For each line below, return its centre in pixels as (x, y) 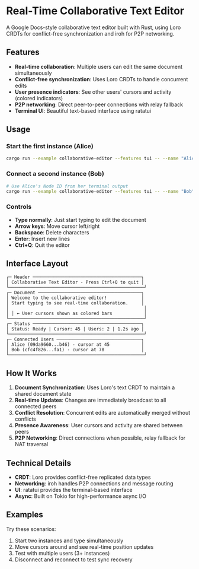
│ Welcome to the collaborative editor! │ (75, 298)
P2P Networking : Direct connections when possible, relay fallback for (100, 438)
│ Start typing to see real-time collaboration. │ (75, 303)
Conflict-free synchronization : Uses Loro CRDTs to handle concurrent (101, 79)
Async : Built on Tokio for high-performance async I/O (81, 496)
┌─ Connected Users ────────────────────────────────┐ (75, 339)
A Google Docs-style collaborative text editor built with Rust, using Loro (94, 27)
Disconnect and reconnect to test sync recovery (73, 560)
